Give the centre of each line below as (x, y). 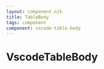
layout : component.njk (34, 11)
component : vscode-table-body (44, 28)
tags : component (26, 22)
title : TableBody (28, 17)
